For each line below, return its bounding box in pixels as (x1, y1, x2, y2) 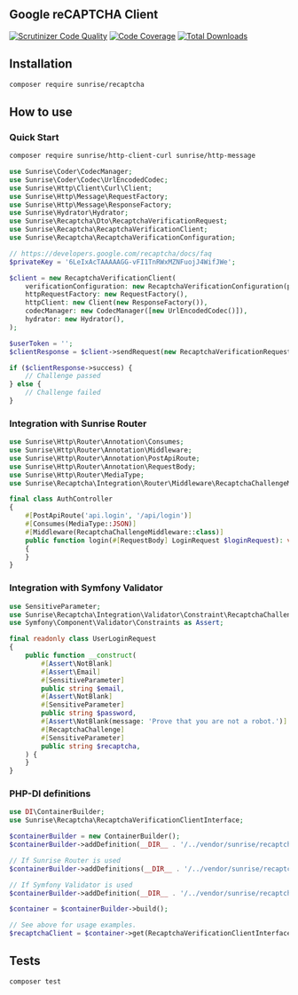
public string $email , (41, 683, 125, 693)
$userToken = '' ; (9, 339, 74, 348)
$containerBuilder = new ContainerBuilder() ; (9, 832, 180, 841)
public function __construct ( (25, 651, 137, 660)
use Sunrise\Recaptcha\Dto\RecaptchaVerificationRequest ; (9, 217, 228, 225)
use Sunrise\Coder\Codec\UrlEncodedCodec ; (9, 175, 169, 185)
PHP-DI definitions (9, 787, 91, 800)
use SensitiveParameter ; (9, 602, 101, 611)
